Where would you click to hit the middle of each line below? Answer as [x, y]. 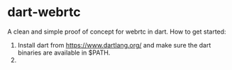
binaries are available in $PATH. [64, 52]
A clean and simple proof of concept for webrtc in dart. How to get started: [117, 31]
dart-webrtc [44, 12]
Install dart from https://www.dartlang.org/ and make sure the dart [114, 45]
